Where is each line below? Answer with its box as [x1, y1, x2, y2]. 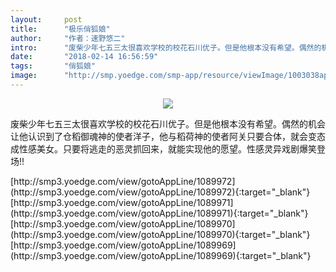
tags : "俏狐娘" [10, 61, 96, 71]
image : [10, 71, 38, 81]
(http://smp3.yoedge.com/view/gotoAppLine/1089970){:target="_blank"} [10, 228, 311, 240]
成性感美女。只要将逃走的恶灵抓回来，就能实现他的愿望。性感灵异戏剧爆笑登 [10, 142, 326, 155]
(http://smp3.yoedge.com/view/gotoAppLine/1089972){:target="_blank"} [10, 186, 311, 198]
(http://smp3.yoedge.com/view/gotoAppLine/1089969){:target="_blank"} [10, 249, 312, 261]
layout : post [10, 14, 83, 25]
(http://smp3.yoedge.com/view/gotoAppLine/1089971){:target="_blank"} [10, 207, 309, 219]
